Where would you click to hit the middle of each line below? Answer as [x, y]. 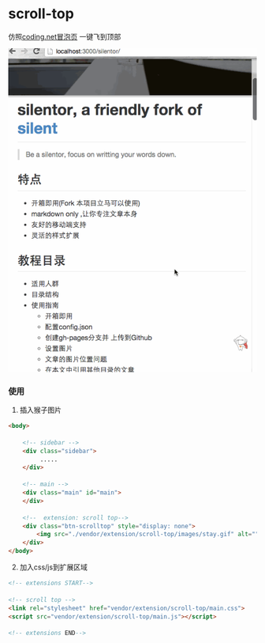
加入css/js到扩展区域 [54, 567]
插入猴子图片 [40, 410]
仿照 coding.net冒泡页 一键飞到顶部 [65, 36]
